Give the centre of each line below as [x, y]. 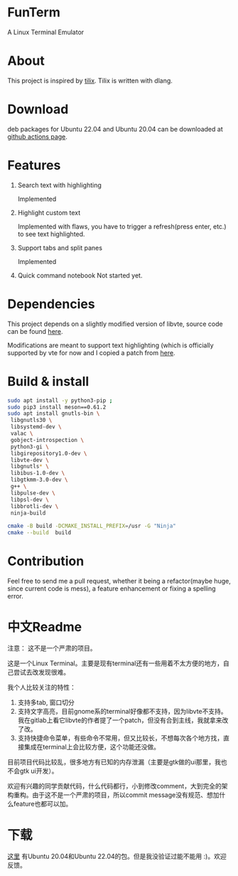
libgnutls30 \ [31, 421]
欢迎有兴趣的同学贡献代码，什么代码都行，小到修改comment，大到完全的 [114, 786]
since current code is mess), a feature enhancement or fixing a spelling [112, 589]
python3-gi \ [30, 447]
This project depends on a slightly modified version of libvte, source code [115, 324]
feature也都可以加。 [43, 803]
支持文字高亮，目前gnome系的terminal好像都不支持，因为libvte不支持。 [122, 711]
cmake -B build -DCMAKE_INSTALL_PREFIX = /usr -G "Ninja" [92, 526]
